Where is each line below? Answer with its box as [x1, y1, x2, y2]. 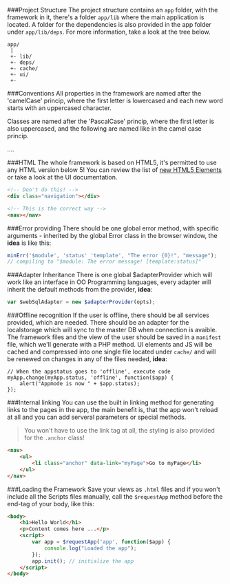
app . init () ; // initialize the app [32, 557, 134, 565]
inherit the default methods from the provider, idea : [7, 285, 153, 294]
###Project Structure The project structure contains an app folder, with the [7, 6, 218, 14]
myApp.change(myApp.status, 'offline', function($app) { [7, 374, 174, 381]
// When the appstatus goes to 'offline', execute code [7, 368, 171, 376]
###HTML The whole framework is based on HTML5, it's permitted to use [7, 158, 217, 166]
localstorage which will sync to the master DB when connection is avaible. [7, 326, 218, 334]
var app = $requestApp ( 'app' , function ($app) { [32, 539, 171, 545]
